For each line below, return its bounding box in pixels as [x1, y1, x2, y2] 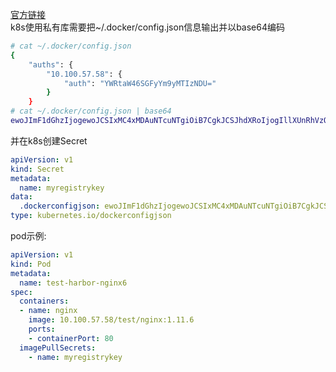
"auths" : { [28, 59, 74, 70]
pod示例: [10, 230, 47, 242]
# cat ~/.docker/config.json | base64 [10, 106, 172, 117]
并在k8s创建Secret [10, 134, 88, 147]
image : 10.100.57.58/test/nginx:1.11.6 [28, 315, 195, 325]
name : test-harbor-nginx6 [19, 278, 128, 288]
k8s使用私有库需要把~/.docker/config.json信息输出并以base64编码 [10, 21, 286, 33]
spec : [10, 287, 33, 297]
